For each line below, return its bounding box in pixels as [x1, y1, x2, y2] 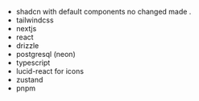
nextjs [15, 24, 37, 33]
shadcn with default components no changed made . [15, 7, 192, 16]
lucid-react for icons [15, 67, 85, 75]
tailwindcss [15, 15, 54, 25]
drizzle [15, 41, 39, 50]
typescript [15, 58, 51, 67]
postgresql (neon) [15, 50, 76, 59]
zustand [15, 75, 44, 84]
